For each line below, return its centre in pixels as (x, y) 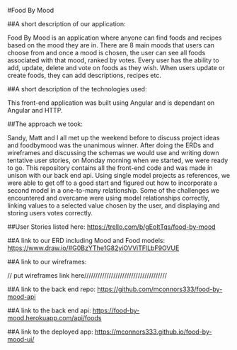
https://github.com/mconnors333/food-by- (160, 289)
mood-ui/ (21, 339)
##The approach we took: (45, 124)
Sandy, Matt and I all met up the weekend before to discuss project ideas (114, 138)
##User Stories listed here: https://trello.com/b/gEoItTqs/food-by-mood (111, 227)
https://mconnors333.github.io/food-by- (153, 332)
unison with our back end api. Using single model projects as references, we (119, 175)
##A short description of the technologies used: (77, 89)
